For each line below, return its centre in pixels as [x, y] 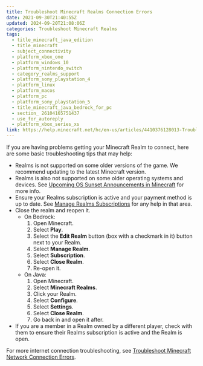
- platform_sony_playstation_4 [51, 79]
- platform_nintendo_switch [47, 68]
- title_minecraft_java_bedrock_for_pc [62, 107]
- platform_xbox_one [37, 57]
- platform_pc [29, 96]
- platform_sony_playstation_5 [51, 102]
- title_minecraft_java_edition [53, 40]
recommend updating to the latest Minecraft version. [80, 172]
